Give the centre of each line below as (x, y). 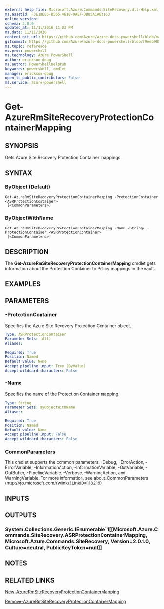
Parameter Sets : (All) (28, 339)
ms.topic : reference (26, 46)
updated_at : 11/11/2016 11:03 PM (39, 28)
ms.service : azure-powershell (36, 82)
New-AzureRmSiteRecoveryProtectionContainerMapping (62, 592)
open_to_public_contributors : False (42, 78)
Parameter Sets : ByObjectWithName (40, 407)
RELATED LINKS (30, 580)
